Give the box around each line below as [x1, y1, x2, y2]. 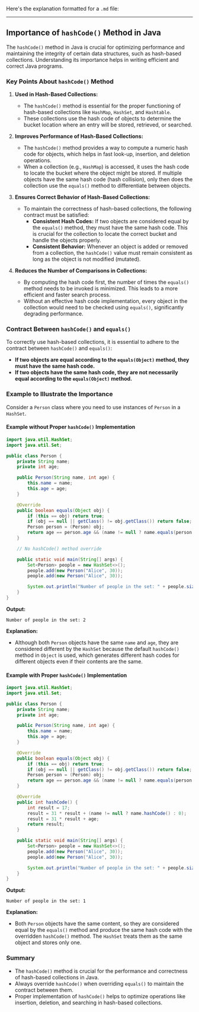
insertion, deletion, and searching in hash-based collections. [14, 999, 163, 1006]
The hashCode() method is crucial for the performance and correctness [14, 967, 188, 975]
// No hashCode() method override [17, 546, 102, 552]
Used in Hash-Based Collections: [14, 91, 98, 98]
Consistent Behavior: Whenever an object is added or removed [32, 243, 188, 250]
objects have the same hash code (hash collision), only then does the [23, 176, 193, 183]
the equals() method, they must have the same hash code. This [32, 224, 188, 231]
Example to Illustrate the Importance [6, 390, 113, 399]
